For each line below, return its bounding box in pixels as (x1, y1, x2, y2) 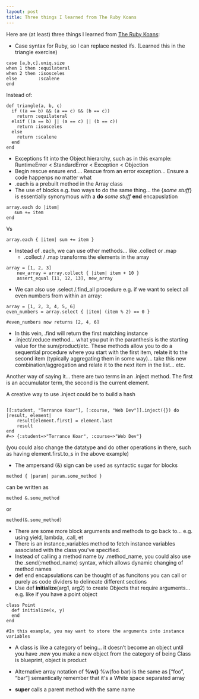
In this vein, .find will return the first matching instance (14, 330, 149, 337)
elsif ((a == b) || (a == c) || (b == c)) (11, 118, 118, 124)
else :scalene (6, 76, 60, 82)
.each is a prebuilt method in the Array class (14, 180, 123, 187)
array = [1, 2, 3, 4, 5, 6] (6, 303, 76, 309)
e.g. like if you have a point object (14, 590, 98, 598)
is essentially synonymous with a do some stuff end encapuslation (14, 193, 178, 200)
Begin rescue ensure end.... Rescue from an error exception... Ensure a (14, 167, 189, 174)
